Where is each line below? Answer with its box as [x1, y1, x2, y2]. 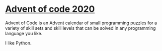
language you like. [5, 30, 43, 36]
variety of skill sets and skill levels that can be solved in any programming [5, 25, 156, 31]
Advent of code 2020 [5, 3, 95, 15]
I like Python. [5, 40, 32, 46]
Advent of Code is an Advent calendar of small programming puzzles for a [5, 20, 158, 26]
